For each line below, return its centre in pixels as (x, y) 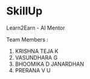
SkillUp (24, 11)
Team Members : (27, 39)
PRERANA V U (33, 70)
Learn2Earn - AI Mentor (36, 28)
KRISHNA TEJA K (37, 51)
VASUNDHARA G (36, 57)
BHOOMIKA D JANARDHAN (50, 64)
